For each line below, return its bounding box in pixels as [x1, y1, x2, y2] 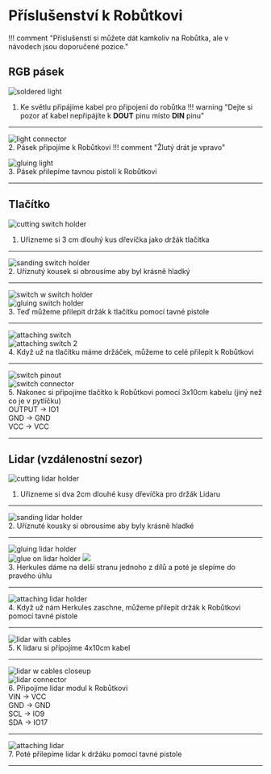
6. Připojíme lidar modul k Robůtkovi [8, 684, 128, 693]
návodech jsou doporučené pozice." [8, 41, 129, 51]
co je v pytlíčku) [8, 396, 62, 406]
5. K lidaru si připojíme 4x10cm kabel [8, 643, 131, 653]
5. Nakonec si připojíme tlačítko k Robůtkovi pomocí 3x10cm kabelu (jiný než [8, 387, 263, 397]
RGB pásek [8, 65, 65, 79]
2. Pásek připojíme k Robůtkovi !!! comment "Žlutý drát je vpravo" [8, 142, 226, 152]
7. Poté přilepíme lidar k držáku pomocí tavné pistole [8, 749, 182, 759]
